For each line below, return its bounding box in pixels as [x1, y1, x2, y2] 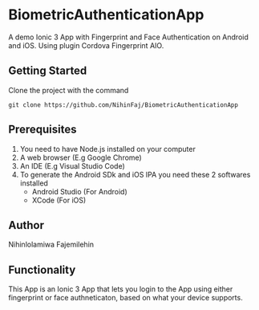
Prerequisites [8, 123, 77, 137]
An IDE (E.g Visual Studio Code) [19, 161, 126, 170]
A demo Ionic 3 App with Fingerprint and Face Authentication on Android [8, 32, 249, 42]
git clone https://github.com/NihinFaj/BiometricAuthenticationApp [8, 100, 239, 109]
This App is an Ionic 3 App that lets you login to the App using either [8, 284, 233, 294]
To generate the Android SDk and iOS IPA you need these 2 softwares [19, 169, 251, 179]
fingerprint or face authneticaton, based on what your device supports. [8, 293, 243, 303]
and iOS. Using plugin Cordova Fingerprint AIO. [8, 40, 164, 50]
